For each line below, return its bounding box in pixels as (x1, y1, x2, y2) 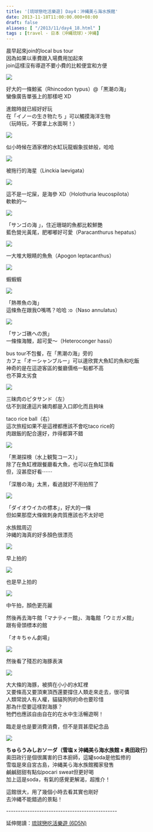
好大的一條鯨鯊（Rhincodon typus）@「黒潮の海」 (6, 86, 130, 93)
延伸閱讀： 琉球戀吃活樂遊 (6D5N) (6, 820, 87, 827)
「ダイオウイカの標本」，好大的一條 (6, 504, 91, 511)
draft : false (6, 19, 38, 25)
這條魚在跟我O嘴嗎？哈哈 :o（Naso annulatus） (6, 307, 121, 314)
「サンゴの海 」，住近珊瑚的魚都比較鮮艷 (6, 222, 103, 229)
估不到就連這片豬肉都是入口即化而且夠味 (6, 403, 104, 410)
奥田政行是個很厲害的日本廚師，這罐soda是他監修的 (6, 754, 131, 761)
